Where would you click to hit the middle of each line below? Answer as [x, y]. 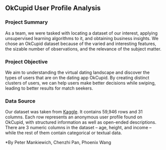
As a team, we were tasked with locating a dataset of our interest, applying [81, 33]
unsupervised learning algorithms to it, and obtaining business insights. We [82, 38]
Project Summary [27, 22]
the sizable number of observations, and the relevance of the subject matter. [83, 49]
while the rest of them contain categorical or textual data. [64, 133]
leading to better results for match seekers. [49, 88]
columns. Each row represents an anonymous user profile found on [74, 117]
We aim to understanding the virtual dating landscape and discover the [78, 72]
